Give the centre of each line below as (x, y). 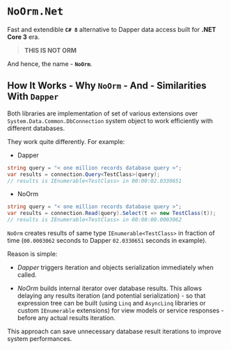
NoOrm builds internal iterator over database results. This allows (110, 288)
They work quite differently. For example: (66, 141)
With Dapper (33, 96)
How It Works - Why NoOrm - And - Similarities (107, 86)
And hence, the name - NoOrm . (50, 63)
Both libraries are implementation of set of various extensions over (103, 113)
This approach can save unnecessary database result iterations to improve (114, 331)
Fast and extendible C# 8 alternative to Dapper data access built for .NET (112, 29)
